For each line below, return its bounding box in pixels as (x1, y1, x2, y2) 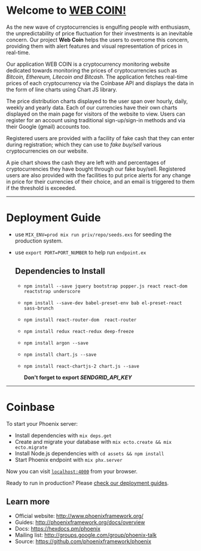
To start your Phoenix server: (6, 420, 78, 427)
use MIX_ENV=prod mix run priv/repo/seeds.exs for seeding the (14, 231, 172, 238)
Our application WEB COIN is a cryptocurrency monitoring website (6, 60, 170, 68)
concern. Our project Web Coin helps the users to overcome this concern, (6, 36, 190, 43)
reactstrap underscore (23, 288, 81, 294)
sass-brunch (23, 305, 54, 311)
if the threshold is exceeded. (6, 184, 77, 192)
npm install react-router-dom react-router (23, 317, 137, 323)
